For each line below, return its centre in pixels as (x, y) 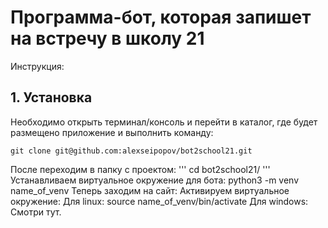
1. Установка (51, 97)
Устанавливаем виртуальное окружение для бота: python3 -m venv (155, 180)
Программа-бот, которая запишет (161, 17)
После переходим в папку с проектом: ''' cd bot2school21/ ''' (140, 169)
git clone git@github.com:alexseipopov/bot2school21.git (131, 151)
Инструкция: (37, 66)
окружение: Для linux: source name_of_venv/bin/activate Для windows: (159, 201)
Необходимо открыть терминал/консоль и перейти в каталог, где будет (164, 122)
